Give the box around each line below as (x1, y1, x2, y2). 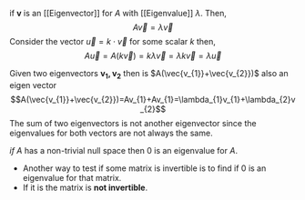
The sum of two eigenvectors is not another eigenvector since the (9, 117, 257, 128)
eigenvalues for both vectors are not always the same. (9, 127, 213, 138)
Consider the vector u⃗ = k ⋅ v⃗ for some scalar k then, (9, 36, 216, 46)
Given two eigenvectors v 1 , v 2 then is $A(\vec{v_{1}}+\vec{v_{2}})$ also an (9, 68, 289, 81)
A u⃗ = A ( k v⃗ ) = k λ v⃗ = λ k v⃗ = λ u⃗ (84, 50, 222, 61)
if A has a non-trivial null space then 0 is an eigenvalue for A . (9, 145, 239, 155)
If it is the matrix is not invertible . (22, 182, 148, 193)
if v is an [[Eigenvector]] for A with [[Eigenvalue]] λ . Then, (9, 8, 228, 18)
